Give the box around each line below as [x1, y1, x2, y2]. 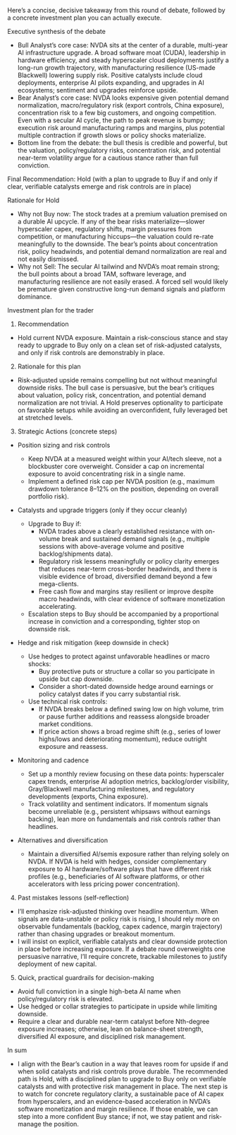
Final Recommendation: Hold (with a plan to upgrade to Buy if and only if [7, 175, 218, 183]
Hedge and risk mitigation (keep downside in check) [17, 639, 169, 646]
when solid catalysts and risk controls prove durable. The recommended [17, 1067, 228, 1076]
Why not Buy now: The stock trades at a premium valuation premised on [17, 210, 228, 218]
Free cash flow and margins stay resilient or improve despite [38, 587, 214, 595]
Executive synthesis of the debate [7, 28, 106, 35]
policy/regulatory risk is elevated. [17, 995, 114, 1003]
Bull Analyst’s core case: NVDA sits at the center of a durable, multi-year [17, 41, 228, 49]
